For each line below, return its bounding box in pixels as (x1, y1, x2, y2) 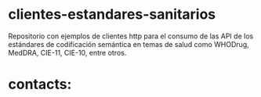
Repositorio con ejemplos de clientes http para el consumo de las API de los (8, 31, 254, 41)
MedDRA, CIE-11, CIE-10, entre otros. (8, 48, 127, 57)
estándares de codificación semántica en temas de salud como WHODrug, (8, 39, 249, 48)
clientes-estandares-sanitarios (8, 5, 216, 23)
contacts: (8, 76, 72, 93)
